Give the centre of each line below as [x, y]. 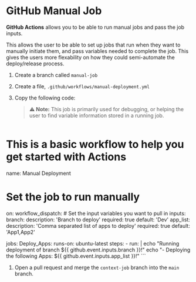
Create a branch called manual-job [56, 75]
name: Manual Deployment [39, 173]
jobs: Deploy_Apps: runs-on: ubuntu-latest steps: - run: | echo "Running [93, 243]
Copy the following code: [45, 98]
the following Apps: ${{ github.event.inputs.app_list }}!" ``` [76, 256]
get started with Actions [66, 157]
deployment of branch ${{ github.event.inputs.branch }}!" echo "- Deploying [98, 250]
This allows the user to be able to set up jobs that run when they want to [93, 45]
